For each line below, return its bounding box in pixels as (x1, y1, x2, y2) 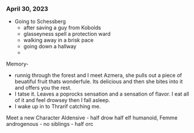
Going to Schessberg (14, 18, 66, 25)
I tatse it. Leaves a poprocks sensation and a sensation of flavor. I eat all (14, 90, 189, 98)
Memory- (6, 60, 29, 67)
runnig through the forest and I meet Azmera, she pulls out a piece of (14, 72, 182, 79)
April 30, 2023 (6, 5, 49, 13)
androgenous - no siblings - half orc (6, 121, 93, 128)
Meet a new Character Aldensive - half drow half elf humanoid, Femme (6, 114, 178, 121)
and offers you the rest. (14, 84, 72, 91)
